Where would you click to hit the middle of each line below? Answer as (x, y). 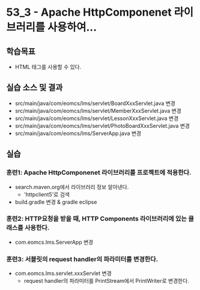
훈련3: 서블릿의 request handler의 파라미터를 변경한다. (82, 259)
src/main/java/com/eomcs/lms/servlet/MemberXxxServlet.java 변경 (98, 110)
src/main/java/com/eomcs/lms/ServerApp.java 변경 (78, 133)
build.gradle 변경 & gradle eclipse (56, 202)
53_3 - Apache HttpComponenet (89, 12)
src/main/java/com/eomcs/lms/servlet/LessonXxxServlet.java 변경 (97, 118)
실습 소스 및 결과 (35, 88)
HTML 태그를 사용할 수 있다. (48, 67)
